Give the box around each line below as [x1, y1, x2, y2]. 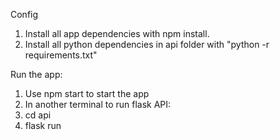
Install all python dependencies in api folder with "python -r [24, 39, 270, 50]
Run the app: [10, 69, 63, 80]
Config [10, 9, 39, 20]
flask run [24, 120, 62, 131]
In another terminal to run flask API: [24, 99, 172, 110]
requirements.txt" [24, 49, 98, 61]
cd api [24, 109, 52, 121]
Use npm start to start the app [24, 88, 150, 99]
